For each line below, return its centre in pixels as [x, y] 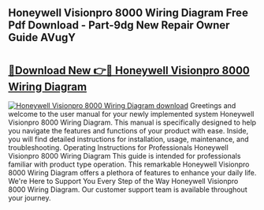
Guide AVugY [42, 37]
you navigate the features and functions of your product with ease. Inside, [128, 131]
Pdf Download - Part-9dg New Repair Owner [119, 26]
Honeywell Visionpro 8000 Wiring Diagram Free [128, 13]
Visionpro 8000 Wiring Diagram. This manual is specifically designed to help [132, 122]
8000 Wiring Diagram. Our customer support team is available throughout [128, 189]
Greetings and [213, 105]
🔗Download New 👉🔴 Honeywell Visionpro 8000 [129, 70]
